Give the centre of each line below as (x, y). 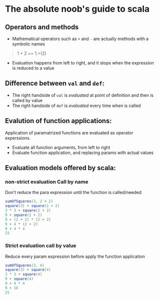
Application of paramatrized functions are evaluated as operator (69, 132)
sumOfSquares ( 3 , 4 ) (25, 265)
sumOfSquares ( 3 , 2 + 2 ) (29, 201)
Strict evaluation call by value (41, 246)
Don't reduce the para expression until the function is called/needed (73, 192)
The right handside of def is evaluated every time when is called (76, 106)
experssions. (18, 138)
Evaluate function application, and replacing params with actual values (83, 152)
